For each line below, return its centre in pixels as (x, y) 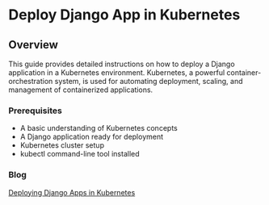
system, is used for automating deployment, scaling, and (149, 81)
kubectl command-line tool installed (80, 154)
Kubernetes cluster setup (62, 145)
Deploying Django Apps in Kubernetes (72, 192)
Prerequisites (35, 111)
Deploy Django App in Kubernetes (124, 15)
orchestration (31, 81)
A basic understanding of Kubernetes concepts (99, 128)
